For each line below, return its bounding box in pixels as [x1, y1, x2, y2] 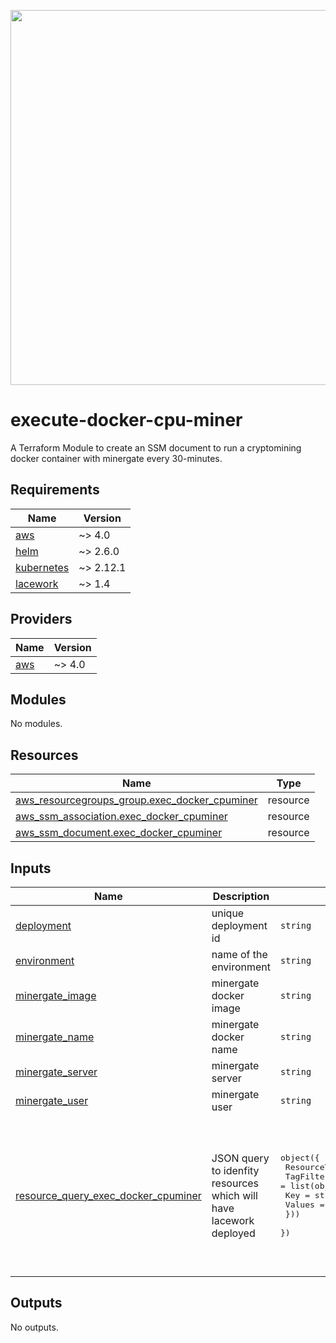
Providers [10, 611, 73, 628]
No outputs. [10, 1321, 59, 1333]
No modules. [10, 718, 63, 730]
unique [211, 906, 245, 920]
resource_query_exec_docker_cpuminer [15, 1188, 202, 1202]
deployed [211, 1226, 256, 1240]
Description [212, 890, 270, 903]
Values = [284, 1200, 325, 1210]
